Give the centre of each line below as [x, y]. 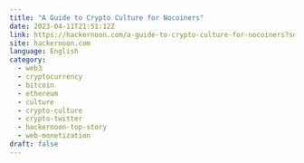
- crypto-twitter [50, 119]
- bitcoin [36, 85]
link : [19, 34]
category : [28, 60]
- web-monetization [54, 136]
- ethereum [38, 93]
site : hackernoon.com [50, 43]
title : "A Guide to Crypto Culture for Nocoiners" [107, 18]
